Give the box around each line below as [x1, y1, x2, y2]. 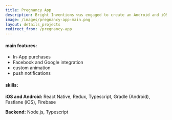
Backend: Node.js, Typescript [5, 109, 69, 115]
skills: [5, 82, 18, 88]
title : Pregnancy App [5, 7, 52, 13]
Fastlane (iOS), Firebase [5, 98, 56, 105]
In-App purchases [12, 54, 51, 60]
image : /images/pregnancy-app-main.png [5, 17, 91, 22]
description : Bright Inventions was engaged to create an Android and [5, 12, 159, 17]
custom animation [12, 65, 51, 71]
